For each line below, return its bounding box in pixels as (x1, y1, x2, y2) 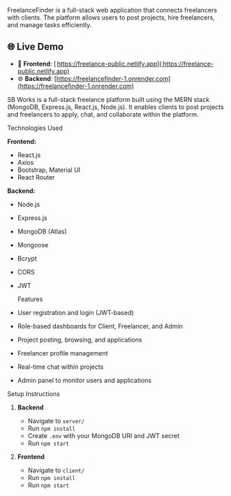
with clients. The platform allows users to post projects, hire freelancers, (7, 13, 215, 22)
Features (17, 295, 43, 303)
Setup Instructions (7, 389, 61, 397)
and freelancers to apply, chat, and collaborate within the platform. (7, 110, 199, 118)
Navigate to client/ (27, 466, 85, 474)
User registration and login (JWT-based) (17, 308, 134, 316)
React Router (17, 173, 55, 181)
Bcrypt (17, 254, 37, 263)
